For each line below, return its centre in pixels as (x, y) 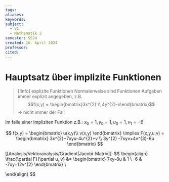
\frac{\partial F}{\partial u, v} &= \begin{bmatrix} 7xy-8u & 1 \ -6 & (74, 159)
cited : (12, 52)
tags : (11, 10)
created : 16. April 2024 (31, 43)
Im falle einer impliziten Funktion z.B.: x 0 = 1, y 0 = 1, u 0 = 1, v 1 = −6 (74, 123)
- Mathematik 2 (26, 33)
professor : (17, 48)
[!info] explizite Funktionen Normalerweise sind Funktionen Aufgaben (90, 91)
